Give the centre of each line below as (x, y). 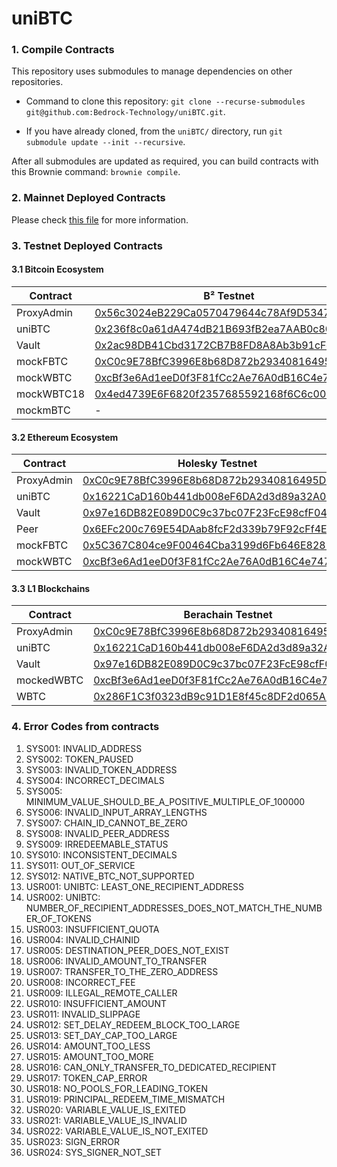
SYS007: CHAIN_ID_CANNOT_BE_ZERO (106, 823)
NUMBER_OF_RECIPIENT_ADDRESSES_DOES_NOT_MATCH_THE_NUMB (174, 908)
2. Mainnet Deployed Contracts (88, 198)
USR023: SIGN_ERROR (72, 1141)
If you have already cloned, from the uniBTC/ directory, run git (154, 131)
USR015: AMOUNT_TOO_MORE (89, 1056)
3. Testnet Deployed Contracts (87, 245)
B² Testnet (229, 295)
